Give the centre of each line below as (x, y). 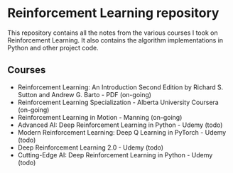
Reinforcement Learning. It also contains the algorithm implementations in (115, 40)
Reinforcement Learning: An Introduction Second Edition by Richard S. (120, 87)
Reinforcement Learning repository (113, 13)
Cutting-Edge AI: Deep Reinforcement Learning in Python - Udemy (115, 155)
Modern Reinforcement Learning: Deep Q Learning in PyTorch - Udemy (122, 132)
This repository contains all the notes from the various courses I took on (113, 33)
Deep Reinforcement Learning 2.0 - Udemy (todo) (91, 147)
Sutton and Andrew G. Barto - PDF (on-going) (84, 94)
